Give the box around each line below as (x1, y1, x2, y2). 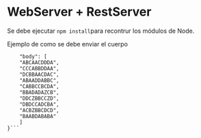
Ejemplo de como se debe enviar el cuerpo (7, 40, 129, 48)
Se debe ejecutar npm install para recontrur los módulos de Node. (7, 27, 195, 35)
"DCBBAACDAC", (19, 71, 59, 78)
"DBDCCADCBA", (19, 100, 59, 108)
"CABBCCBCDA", (19, 83, 59, 89)
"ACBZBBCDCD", (19, 107, 59, 113)
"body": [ (19, 53, 48, 60)
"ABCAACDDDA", (19, 59, 59, 66)
